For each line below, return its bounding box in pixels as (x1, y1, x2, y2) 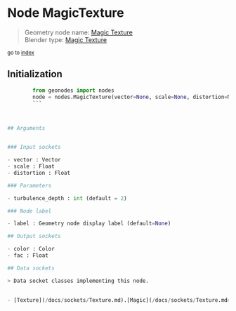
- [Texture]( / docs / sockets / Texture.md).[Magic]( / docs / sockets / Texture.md (7, 297, 228, 304)
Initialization (7, 68, 63, 80)
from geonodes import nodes (32, 86, 114, 94)
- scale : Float (7, 163, 55, 170)
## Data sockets (7, 265, 55, 272)
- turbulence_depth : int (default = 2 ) (7, 194, 128, 201)
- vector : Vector (7, 157, 61, 164)
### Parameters (7, 182, 52, 189)
